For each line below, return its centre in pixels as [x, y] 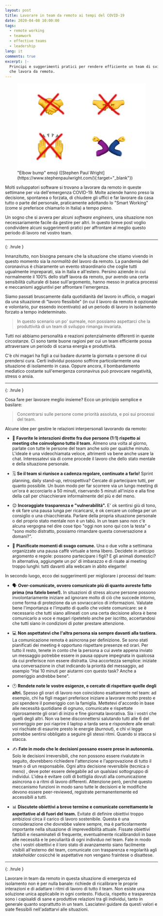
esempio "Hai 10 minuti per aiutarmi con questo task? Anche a [74, 671]
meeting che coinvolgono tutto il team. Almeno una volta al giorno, [80, 443]
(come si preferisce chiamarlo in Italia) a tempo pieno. [59, 208]
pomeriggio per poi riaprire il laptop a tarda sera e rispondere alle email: [84, 723]
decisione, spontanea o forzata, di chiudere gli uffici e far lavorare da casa [79, 197]
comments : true [20, 56]
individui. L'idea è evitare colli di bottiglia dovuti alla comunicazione [79, 776]
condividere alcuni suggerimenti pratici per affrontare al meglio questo [75, 228]
